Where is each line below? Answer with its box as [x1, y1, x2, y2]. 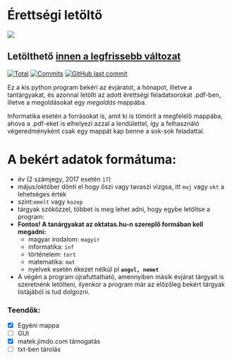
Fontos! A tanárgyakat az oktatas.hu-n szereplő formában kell [17, 220, 204, 228]
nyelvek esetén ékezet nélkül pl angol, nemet [28, 265, 159, 273]
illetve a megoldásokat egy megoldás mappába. [7, 98, 147, 106]
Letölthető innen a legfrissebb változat [7, 50, 181, 63]
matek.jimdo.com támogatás [17, 337, 101, 346]
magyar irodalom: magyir [28, 235, 100, 243]
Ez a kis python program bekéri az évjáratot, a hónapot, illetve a [7, 83, 193, 91]
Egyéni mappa [17, 321, 60, 329]
